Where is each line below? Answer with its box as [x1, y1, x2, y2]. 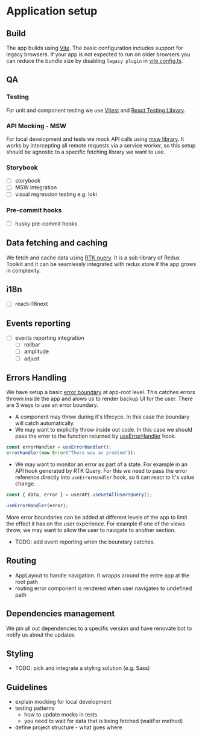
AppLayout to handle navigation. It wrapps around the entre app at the [14, 571, 190, 579]
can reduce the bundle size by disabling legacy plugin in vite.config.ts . [6, 57, 183, 64]
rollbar [24, 341, 40, 348]
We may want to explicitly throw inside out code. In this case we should [14, 426, 193, 433]
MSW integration [14, 184, 57, 191]
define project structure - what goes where [14, 724, 122, 731]
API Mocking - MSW [6, 122, 66, 130]
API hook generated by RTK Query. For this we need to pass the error [14, 467, 188, 475]
